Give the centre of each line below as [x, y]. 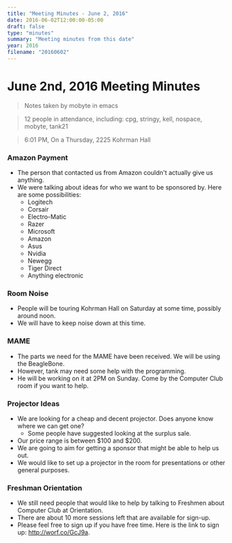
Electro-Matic [47, 217]
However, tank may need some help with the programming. [101, 371]
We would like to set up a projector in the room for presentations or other [121, 463]
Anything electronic [55, 276]
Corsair [38, 210]
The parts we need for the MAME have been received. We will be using [118, 356]
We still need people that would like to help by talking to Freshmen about [121, 503]
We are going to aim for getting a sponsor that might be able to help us [118, 448]
